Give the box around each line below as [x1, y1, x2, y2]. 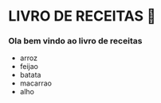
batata [19, 71, 41, 80]
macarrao [19, 78, 52, 88]
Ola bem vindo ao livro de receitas [8, 36, 143, 47]
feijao [19, 62, 38, 71]
